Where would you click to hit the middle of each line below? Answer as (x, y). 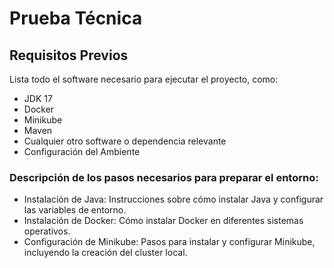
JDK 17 (38, 98)
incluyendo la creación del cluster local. (105, 253)
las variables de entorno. (75, 210)
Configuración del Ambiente (82, 151)
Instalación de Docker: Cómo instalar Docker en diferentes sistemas (163, 221)
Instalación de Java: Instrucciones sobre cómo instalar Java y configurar (173, 199)
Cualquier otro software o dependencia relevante (125, 141)
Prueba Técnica (76, 18)
